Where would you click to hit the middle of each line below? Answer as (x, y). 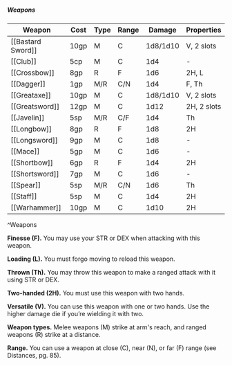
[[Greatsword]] (35, 106)
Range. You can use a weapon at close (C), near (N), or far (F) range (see (112, 348)
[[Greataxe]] (31, 95)
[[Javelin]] (28, 118)
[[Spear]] (26, 185)
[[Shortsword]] (35, 174)
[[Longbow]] (31, 129)
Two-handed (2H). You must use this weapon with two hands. (96, 293)
